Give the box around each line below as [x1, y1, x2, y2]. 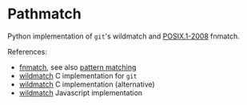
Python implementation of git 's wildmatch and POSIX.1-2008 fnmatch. [7, 31, 241, 41]
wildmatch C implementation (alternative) [18, 79, 155, 89]
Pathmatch [7, 5, 82, 23]
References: [7, 46, 47, 56]
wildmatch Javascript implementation [18, 87, 143, 97]
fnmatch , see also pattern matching [18, 62, 137, 72]
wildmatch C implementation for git [18, 71, 137, 80]
